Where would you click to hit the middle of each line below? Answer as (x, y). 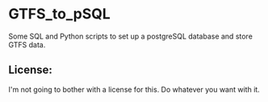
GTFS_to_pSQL (59, 14)
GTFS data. (27, 44)
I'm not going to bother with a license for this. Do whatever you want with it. (134, 89)
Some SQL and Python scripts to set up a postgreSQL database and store (130, 36)
